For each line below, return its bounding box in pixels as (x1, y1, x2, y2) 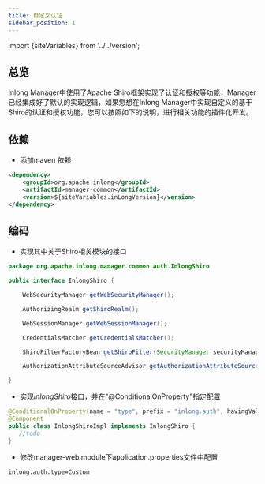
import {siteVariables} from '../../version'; (8, 40, 140, 50)
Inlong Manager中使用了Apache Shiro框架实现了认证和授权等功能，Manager (8, 88, 256, 97)
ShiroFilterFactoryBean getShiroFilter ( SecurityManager (22, 348, 211, 356)
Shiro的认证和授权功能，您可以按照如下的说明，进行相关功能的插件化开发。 (8, 107, 254, 117)
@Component (8, 415, 44, 423)
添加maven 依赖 (19, 156, 72, 165)
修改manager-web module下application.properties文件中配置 (19, 452, 218, 462)
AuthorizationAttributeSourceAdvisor (22, 362, 147, 370)
